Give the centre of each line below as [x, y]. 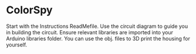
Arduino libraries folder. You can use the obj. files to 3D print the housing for [98, 38]
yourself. [17, 45]
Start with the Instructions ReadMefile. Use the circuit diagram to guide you [97, 26]
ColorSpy [29, 10]
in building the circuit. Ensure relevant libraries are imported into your [89, 32]
